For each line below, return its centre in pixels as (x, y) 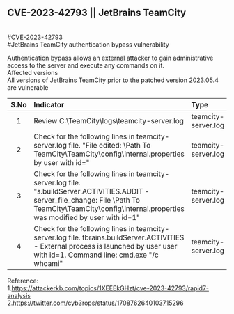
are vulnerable (28, 87)
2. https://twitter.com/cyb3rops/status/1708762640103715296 (95, 303)
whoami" (48, 263)
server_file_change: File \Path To (87, 200)
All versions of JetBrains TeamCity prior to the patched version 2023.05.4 (113, 80)
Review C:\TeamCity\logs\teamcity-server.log (109, 120)
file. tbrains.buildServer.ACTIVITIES (126, 237)
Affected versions (33, 72)
